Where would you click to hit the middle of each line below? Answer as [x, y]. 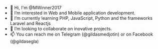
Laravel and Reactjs [30, 23]
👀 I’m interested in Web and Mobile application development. [72, 13]
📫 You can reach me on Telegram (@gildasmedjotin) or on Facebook [82, 34]
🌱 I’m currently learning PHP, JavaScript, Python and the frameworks [81, 18]
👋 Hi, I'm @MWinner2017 [36, 8]
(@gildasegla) [24, 41]
